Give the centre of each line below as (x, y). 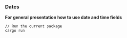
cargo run (15, 31)
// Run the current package (34, 26)
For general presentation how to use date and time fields (63, 18)
